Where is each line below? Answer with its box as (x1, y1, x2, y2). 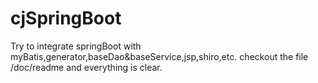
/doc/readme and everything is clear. (10, 61, 163, 73)
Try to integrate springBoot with (10, 40, 142, 52)
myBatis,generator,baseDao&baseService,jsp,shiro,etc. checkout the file (10, 50, 309, 62)
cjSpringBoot (10, 7, 122, 30)
